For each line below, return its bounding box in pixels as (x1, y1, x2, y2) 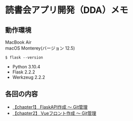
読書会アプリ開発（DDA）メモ (5, 4, 129, 16)
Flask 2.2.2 (12, 69, 36, 75)
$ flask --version (5, 55, 43, 60)
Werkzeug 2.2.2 (12, 74, 46, 80)
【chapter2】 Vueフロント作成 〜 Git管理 (12, 110, 97, 116)
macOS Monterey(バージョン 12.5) (5, 45, 75, 51)
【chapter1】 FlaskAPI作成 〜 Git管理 (12, 104, 88, 110)
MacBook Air (5, 39, 32, 45)
